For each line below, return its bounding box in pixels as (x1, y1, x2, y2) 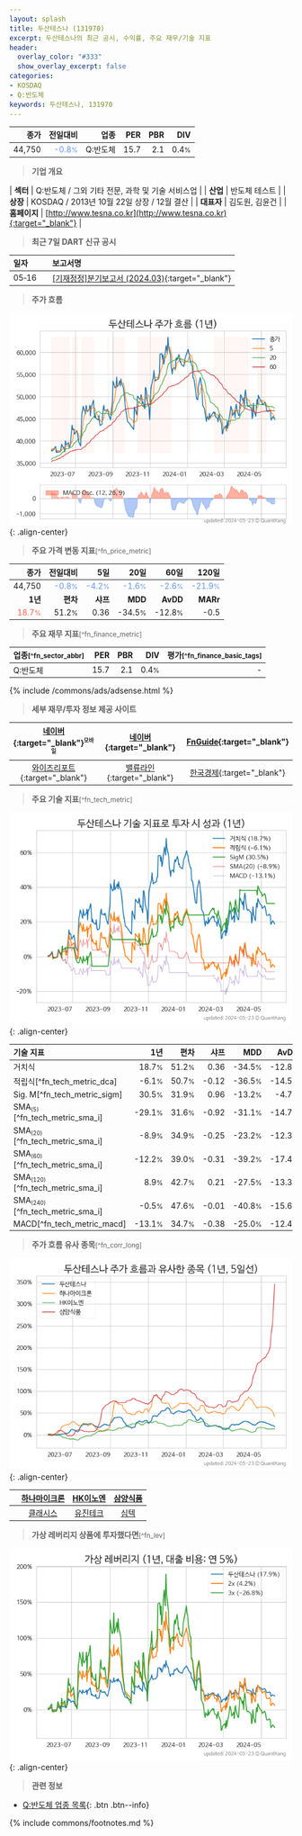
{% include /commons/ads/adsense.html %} (9, 685, 173, 696)
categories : (9, 72, 54, 81)
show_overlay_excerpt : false (17, 62, 127, 71)
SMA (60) (13, 1148, 43, 1160)
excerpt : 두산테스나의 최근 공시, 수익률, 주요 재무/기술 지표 (9, 33, 211, 42)
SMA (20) (13, 1125, 43, 1137)
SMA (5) (13, 1102, 40, 1113)
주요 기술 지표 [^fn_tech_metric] (31, 793, 133, 805)
